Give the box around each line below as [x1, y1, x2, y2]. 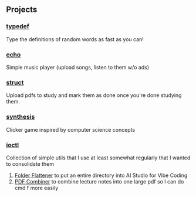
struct [6, 78, 24, 86]
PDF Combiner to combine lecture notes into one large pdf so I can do [14, 178, 184, 185]
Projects [6, 5, 38, 15]
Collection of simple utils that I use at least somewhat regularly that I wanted [6, 154, 191, 161]
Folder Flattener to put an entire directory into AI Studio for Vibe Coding [14, 172, 188, 179]
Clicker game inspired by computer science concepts [6, 126, 136, 133]
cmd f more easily [14, 184, 59, 191]
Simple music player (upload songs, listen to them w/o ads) [6, 64, 150, 71]
